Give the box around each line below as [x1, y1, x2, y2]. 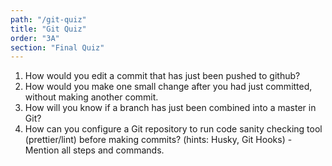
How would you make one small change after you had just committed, [24, 81, 313, 93]
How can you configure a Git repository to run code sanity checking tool [24, 123, 323, 135]
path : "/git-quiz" [10, 14, 87, 25]
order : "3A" [10, 33, 60, 43]
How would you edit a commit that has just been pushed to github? [24, 70, 301, 82]
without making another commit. [24, 91, 159, 103]
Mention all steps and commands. [24, 144, 165, 156]
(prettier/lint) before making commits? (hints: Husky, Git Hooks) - [24, 134, 293, 146]
